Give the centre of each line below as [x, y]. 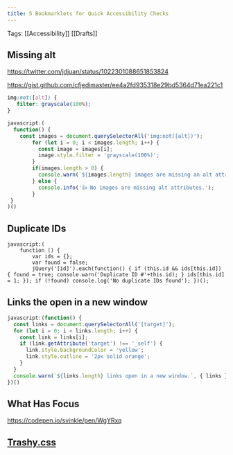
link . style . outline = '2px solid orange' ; [88, 357]
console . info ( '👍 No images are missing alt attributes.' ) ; [126, 188]
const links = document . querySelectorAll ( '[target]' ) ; [94, 324]
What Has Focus [43, 403]
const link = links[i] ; [54, 337]
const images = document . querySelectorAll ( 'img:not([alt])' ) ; [111, 136]
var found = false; [60, 263]
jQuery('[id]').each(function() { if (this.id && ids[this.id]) [127, 269]
